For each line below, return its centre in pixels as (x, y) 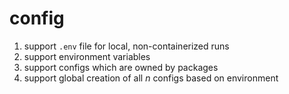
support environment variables (87, 56)
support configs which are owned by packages (121, 67)
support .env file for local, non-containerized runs (126, 46)
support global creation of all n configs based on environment (151, 78)
